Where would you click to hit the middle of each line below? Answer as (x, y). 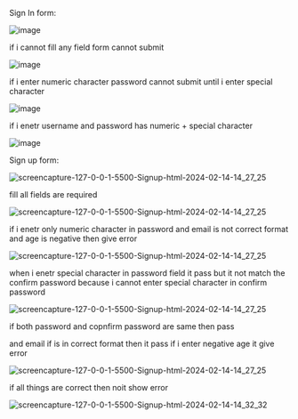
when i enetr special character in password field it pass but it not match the (147, 273)
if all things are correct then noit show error (89, 387)
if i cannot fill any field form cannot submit (87, 47)
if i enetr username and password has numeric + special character (131, 125)
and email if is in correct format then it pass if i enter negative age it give (142, 343)
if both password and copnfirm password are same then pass (122, 326)
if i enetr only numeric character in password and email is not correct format (149, 229)
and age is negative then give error (73, 238)
